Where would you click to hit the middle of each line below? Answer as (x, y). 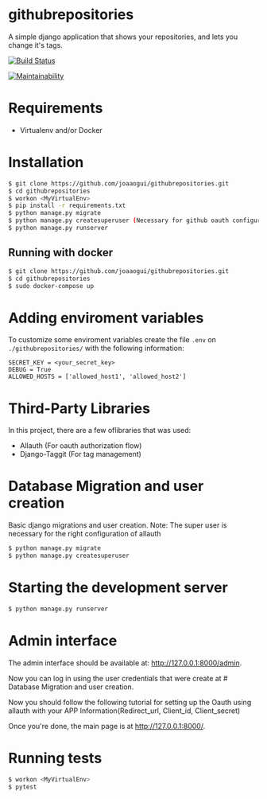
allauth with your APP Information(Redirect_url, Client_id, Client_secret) (124, 711)
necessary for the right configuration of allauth (85, 534)
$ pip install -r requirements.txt (67, 206)
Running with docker (61, 253)
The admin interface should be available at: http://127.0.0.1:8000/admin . (125, 663)
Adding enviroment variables (106, 318)
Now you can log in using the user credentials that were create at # (118, 678)
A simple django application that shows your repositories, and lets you (123, 37)
